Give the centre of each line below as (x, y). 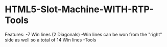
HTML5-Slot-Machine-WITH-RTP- (79, 9)
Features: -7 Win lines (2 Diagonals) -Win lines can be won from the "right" (83, 34)
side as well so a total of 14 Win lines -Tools (51, 40)
